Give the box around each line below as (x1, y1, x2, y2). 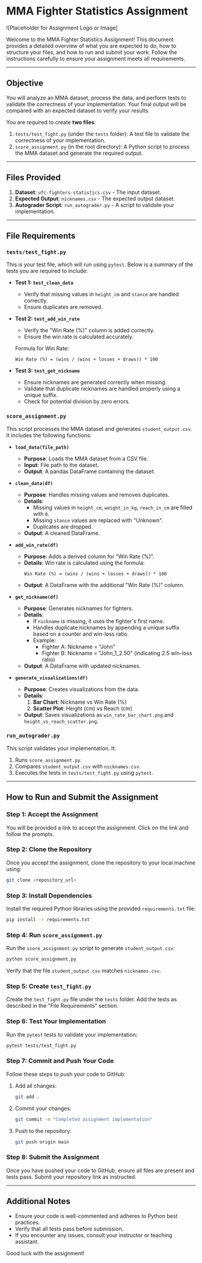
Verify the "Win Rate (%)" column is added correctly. (23, 327, 155, 334)
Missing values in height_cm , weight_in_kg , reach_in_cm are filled (32, 504, 192, 511)
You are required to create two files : (6, 119, 96, 126)
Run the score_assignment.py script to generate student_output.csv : (6, 945, 176, 952)
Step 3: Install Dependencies (6, 891, 92, 899)
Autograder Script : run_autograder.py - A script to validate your (14, 201, 174, 208)
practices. (14, 1218, 40, 1226)
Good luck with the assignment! (6, 1249, 85, 1256)
